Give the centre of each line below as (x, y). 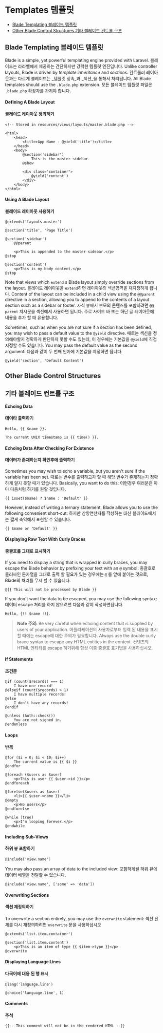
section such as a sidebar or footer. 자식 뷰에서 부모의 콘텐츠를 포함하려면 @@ (80, 305)
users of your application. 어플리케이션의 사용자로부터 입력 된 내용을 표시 (87, 629)
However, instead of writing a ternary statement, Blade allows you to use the (81, 507)
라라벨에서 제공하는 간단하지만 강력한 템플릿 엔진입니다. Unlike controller (88, 66)
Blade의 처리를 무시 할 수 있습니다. (38, 580)
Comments (17, 1004)
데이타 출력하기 (19, 418)
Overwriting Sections (27, 895)
